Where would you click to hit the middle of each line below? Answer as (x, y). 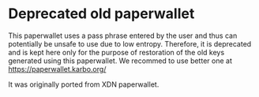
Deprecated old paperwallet (101, 14)
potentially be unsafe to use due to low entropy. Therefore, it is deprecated (130, 43)
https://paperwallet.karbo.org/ (57, 69)
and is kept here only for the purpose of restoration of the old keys (116, 52)
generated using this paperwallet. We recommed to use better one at (120, 61)
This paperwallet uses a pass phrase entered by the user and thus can (123, 35)
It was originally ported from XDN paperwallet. (84, 84)
